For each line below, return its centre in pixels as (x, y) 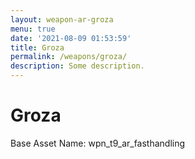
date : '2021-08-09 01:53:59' (71, 38)
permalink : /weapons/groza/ (69, 57)
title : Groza (37, 47)
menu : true (33, 29)
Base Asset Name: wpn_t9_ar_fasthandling (98, 143)
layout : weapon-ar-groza (62, 19)
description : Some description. (77, 66)
